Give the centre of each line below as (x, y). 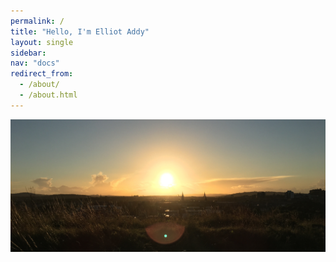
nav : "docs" (35, 63)
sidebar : (28, 53)
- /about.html (48, 95)
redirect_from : (42, 74)
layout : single (42, 42)
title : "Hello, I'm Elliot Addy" (80, 31)
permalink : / (37, 21)
